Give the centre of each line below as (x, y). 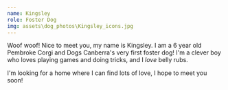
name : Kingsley (29, 13)
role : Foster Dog (32, 20)
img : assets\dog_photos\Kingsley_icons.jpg (70, 26)
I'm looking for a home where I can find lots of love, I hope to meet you (107, 73)
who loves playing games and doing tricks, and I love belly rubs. (98, 60)
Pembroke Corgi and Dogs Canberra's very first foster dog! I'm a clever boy (114, 52)
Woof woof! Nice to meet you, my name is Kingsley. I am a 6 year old (104, 46)
